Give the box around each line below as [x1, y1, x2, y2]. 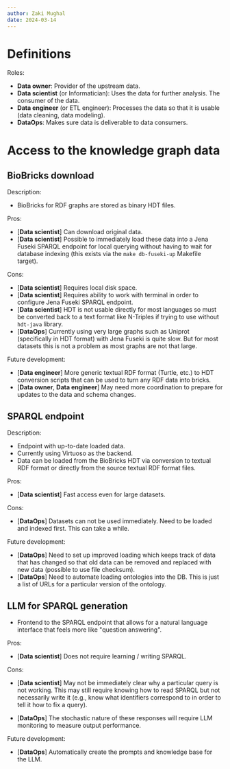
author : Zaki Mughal [7, 10, 66, 17]
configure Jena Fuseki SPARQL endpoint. [16, 298, 133, 306]
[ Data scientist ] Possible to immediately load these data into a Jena [16, 235, 209, 244]
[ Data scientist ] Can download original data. [16, 228, 143, 236]
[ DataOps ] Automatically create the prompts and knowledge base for [16, 748, 213, 756]
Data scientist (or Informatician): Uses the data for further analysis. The [16, 89, 220, 97]
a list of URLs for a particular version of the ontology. [16, 580, 166, 588]
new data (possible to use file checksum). [16, 566, 136, 574]
